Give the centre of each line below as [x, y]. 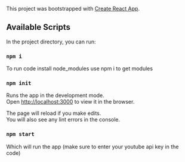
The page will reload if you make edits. [54, 113]
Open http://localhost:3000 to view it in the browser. [70, 102]
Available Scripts [38, 27]
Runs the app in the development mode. [55, 95]
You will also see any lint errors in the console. [63, 120]
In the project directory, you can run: [51, 42]
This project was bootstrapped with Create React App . [73, 9]
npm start [20, 134]
